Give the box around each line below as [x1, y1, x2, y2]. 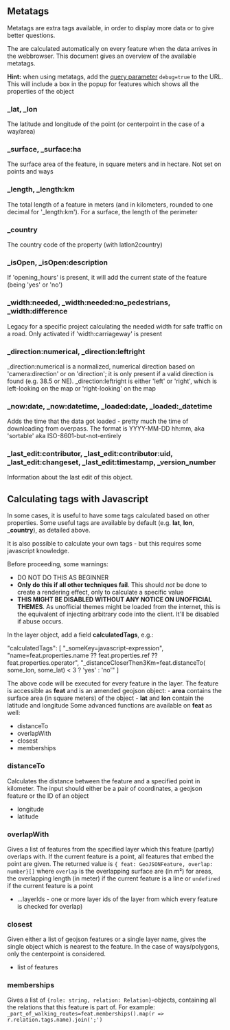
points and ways [7, 167, 54, 176]
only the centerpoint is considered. [7, 950, 106, 958]
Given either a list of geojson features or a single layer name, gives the [7, 935, 207, 943]
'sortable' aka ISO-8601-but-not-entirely [7, 432, 122, 440]
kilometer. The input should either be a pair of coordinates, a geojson [7, 784, 203, 792]
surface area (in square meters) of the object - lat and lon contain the [7, 694, 205, 702]
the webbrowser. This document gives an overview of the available [7, 52, 197, 60]
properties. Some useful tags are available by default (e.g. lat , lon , [7, 519, 194, 527]
